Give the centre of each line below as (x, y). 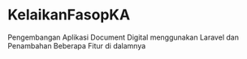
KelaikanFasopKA (69, 15)
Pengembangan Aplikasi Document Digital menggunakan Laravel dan (123, 37)
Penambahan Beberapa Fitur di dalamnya (77, 45)
